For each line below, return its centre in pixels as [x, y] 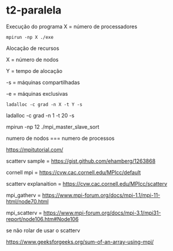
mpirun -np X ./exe [30, 37]
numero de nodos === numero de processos [60, 138]
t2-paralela [34, 10]
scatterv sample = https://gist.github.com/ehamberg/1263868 [81, 161]
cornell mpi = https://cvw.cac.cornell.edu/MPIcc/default [74, 172]
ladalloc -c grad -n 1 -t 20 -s [40, 115]
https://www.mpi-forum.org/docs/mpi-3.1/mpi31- [102, 213]
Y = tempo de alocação [34, 71]
